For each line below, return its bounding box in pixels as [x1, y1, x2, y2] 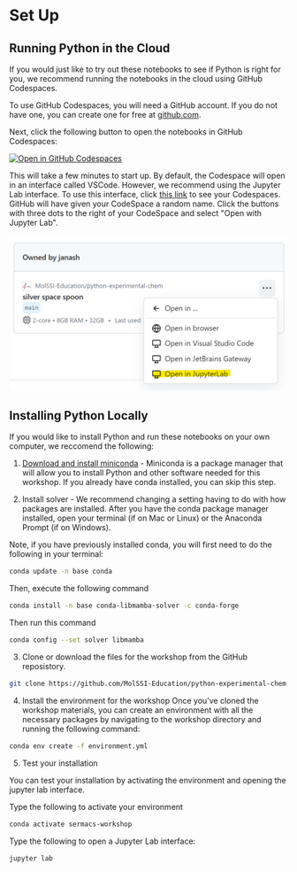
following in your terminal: [9, 549, 104, 559]
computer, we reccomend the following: [9, 441, 155, 451]
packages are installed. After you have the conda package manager [21, 504, 270, 514]
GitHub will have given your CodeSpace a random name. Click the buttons [9, 198, 279, 209]
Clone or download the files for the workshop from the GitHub [21, 652, 248, 662]
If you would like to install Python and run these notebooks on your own [9, 431, 270, 443]
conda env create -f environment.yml [9, 741, 148, 751]
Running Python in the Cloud [9, 41, 171, 56]
